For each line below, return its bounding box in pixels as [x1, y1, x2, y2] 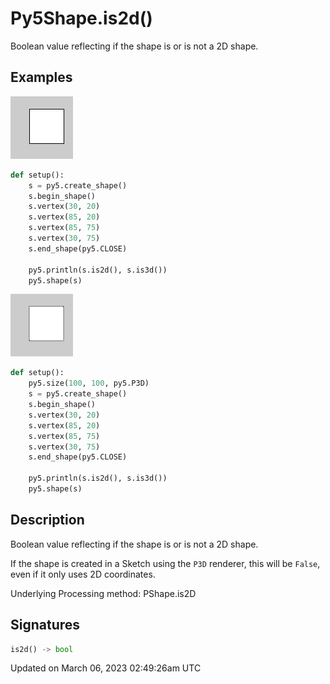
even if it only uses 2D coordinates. [10, 568, 156, 580]
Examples [10, 69, 73, 86]
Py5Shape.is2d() [10, 7, 153, 30]
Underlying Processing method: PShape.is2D [10, 587, 197, 599]
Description [10, 512, 85, 529]
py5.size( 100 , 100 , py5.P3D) [28, 378, 150, 389]
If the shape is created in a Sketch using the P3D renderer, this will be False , [10, 557, 321, 569]
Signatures [10, 617, 81, 634]
